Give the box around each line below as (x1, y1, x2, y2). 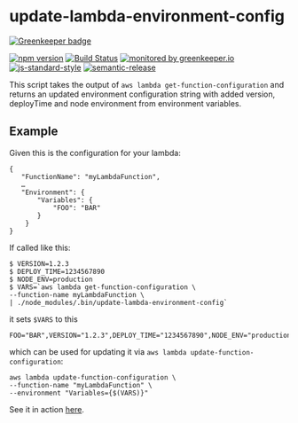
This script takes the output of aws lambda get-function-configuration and (9, 79, 285, 90)
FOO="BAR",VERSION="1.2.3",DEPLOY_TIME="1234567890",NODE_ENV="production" (9, 331, 295, 340)
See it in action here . (9, 403, 84, 414)
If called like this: (9, 242, 71, 253)
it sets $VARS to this (9, 313, 78, 325)
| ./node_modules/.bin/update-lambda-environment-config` (9, 298, 228, 307)
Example (9, 124, 59, 139)
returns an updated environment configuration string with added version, (9, 89, 276, 99)
